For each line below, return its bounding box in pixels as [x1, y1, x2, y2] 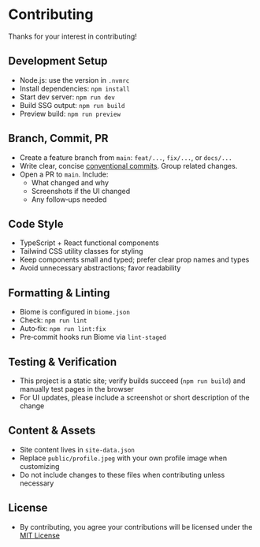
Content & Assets [8, 424, 96, 437]
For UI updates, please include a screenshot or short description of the [19, 393, 250, 402]
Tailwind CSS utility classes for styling [19, 247, 143, 256]
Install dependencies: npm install [19, 84, 130, 93]
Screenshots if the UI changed [31, 186, 131, 195]
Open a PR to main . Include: [19, 169, 109, 179]
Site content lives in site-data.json [19, 445, 136, 454]
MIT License [19, 530, 61, 540]
